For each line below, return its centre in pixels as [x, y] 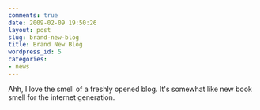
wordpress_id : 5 [35, 52]
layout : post [30, 30]
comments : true [33, 15]
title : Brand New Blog [45, 45]
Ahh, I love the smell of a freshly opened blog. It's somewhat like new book [130, 89]
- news [19, 67]
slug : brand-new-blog [44, 37]
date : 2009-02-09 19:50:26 [53, 23]
